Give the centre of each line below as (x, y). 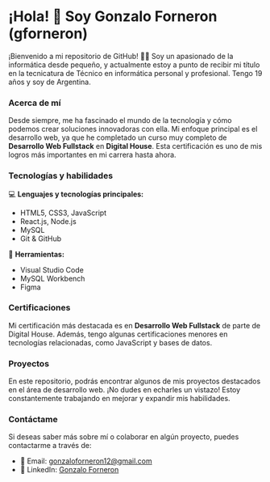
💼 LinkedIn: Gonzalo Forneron (69, 470)
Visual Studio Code (52, 269)
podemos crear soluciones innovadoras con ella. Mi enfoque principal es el (133, 129)
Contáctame (33, 420)
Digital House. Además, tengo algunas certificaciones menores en (118, 334)
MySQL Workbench (52, 278)
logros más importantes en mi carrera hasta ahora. (92, 155)
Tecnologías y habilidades (61, 175)
